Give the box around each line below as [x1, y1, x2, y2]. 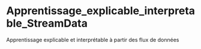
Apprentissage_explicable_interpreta [6, 4, 196, 18]
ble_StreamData [6, 17, 88, 30]
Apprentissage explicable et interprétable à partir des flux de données [6, 36, 179, 43]
